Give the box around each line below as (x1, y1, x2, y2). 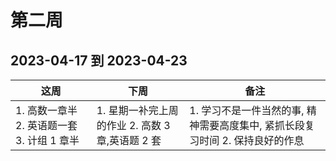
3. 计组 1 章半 (15, 134, 80, 147)
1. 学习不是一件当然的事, (189, 104, 305, 117)
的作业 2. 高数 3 (96, 119, 171, 132)
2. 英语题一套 (15, 119, 78, 132)
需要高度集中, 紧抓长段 (199, 119, 305, 132)
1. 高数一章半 (15, 104, 78, 117)
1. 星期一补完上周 (96, 104, 179, 117)
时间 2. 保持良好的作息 (199, 134, 305, 147)
